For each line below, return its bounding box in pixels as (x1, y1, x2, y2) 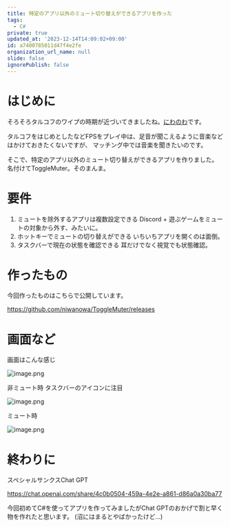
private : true (7, 29, 48, 37)
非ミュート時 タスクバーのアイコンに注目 (7, 384, 123, 392)
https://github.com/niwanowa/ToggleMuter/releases (7, 305, 155, 314)
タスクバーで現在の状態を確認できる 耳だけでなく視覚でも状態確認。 (17, 241, 211, 249)
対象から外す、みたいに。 (29, 223, 102, 232)
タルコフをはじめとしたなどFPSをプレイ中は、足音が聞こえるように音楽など (7, 132, 224, 140)
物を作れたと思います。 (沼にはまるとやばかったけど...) (7, 513, 163, 521)
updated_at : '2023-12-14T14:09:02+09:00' (7, 36, 128, 43)
